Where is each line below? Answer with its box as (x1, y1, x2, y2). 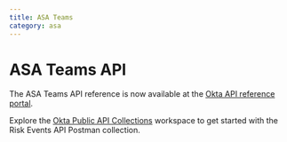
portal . (9, 99, 34, 109)
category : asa (9, 21, 62, 30)
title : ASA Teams (9, 12, 74, 22)
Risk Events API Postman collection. (9, 125, 140, 136)
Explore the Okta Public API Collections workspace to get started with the (9, 115, 278, 126)
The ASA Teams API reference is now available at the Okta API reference (9, 89, 275, 99)
